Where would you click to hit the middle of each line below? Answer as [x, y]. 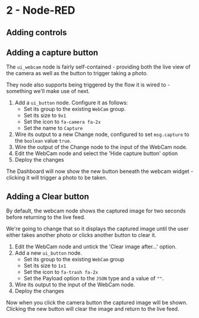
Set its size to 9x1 [45, 115]
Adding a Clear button [48, 197]
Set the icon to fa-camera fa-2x [62, 122]
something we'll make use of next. [48, 91]
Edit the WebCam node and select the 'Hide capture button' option [96, 153]
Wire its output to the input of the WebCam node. [75, 285]
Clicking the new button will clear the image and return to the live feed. [93, 309]
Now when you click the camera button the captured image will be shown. [97, 302]
